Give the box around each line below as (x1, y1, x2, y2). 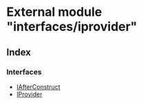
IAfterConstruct (16, 82, 60, 90)
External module (6, 4, 102, 20)
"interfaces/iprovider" (6, 19, 137, 35)
